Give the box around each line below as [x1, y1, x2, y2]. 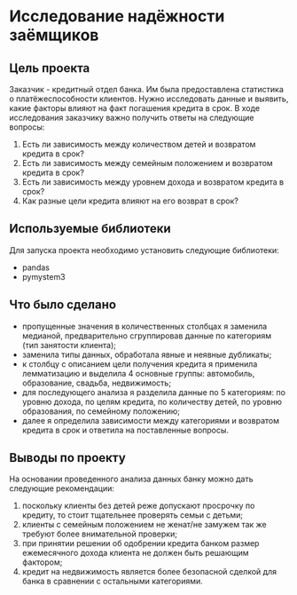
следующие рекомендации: [9, 483, 115, 494]
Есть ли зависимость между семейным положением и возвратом [21, 158, 273, 168]
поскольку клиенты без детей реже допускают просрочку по [21, 500, 255, 512]
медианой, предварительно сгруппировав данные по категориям [21, 330, 272, 341]
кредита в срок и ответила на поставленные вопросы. [21, 424, 229, 435]
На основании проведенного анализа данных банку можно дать [9, 473, 254, 485]
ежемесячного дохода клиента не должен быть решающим [21, 548, 249, 559]
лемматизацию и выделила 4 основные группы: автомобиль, [21, 368, 255, 378]
